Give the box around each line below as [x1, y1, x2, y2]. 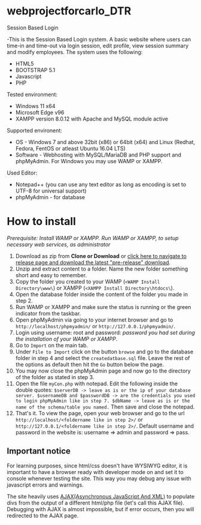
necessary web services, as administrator [7, 241, 111, 248]
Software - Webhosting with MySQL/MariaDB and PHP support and [15, 151, 182, 158]
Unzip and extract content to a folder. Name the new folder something [15, 265, 188, 272]
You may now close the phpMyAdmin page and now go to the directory [15, 367, 191, 374]
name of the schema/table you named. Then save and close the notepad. [15, 403, 195, 410]
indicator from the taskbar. [15, 310, 81, 317]
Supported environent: [7, 127, 62, 134]
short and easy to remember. [15, 271, 87, 278]
